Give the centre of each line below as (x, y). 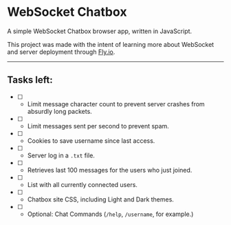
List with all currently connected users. (82, 184)
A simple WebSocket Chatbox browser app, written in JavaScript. (100, 31)
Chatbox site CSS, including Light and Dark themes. (100, 199)
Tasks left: (30, 80)
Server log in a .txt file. (61, 155)
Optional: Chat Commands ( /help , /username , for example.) (110, 214)
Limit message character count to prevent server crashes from (116, 104)
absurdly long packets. (60, 111)
